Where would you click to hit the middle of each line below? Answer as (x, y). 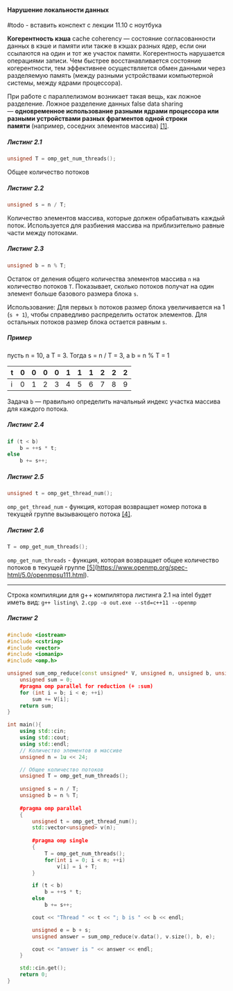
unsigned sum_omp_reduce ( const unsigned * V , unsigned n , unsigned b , (110, 674)
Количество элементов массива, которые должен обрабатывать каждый (116, 218)
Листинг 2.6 (25, 530)
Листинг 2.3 (26, 249)
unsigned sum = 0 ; (46, 680)
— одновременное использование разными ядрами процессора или (113, 111)
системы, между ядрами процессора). (65, 83)
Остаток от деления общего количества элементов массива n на (104, 279)
